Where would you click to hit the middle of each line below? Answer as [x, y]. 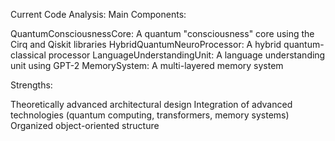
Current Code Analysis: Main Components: [98, 14]
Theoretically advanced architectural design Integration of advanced [151, 104]
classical [28, 55]
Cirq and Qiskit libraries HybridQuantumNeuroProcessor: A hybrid [146, 44]
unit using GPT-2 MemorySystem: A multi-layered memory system [147, 65]
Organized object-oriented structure [85, 125]
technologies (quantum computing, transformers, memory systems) [150, 115]
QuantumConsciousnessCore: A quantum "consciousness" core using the [162, 33]
